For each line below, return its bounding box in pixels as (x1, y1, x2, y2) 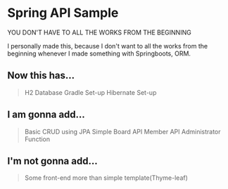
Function (24, 135, 51, 143)
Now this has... (7, 70, 75, 82)
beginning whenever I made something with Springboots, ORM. (7, 49, 191, 58)
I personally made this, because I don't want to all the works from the (7, 41, 208, 50)
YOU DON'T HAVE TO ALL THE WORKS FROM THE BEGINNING (7, 28, 191, 37)
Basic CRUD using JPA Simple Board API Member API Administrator (24, 127, 221, 136)
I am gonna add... (7, 109, 86, 121)
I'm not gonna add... (7, 155, 98, 167)
